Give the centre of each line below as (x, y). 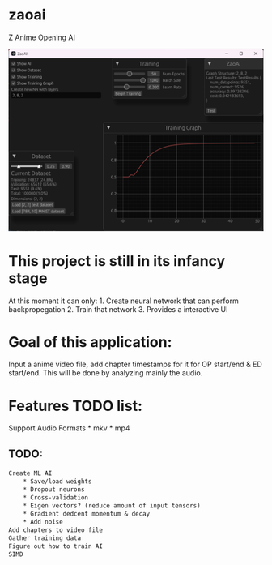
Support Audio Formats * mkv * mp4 (70, 428)
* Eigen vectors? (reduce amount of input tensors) (112, 506)
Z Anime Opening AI (42, 37)
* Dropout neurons (54, 490)
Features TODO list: (76, 406)
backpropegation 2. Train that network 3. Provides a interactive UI (118, 309)
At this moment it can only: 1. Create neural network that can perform (123, 301)
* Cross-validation (56, 498)
